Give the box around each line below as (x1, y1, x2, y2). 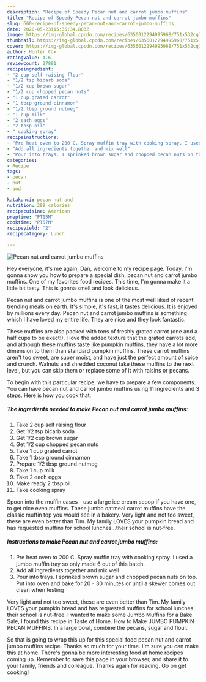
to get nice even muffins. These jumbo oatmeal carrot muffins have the (7, 504, 186, 512)
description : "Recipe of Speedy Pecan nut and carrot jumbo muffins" (7, 9, 188, 15)
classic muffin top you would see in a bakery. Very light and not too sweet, (7, 511, 194, 518)
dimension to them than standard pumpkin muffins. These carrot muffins (7, 347, 190, 354)
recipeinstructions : (7, 134, 60, 141)
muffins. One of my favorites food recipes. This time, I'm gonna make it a (7, 278, 191, 285)
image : (7, 32, 24, 38)
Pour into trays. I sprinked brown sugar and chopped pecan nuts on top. (15, 573, 197, 580)
